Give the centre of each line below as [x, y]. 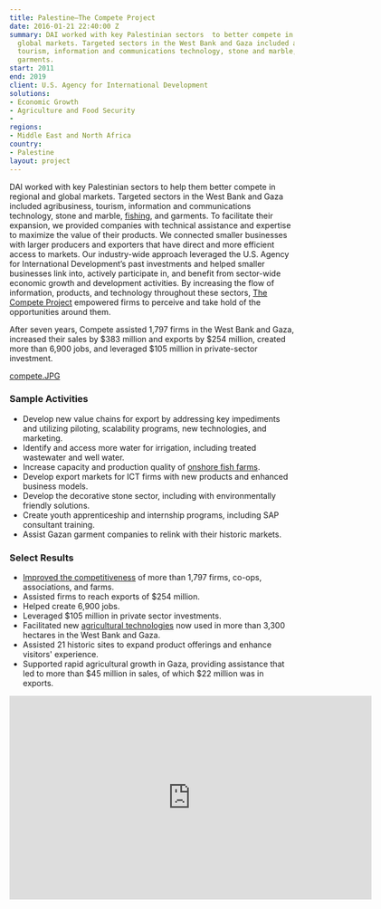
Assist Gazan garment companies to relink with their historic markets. [152, 534]
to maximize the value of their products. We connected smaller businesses [148, 234]
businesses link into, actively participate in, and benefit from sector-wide [145, 273]
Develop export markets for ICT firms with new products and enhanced [155, 476]
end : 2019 [28, 77]
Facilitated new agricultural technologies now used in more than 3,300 [153, 626]
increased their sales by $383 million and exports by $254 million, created [148, 339]
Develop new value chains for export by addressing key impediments [151, 418]
